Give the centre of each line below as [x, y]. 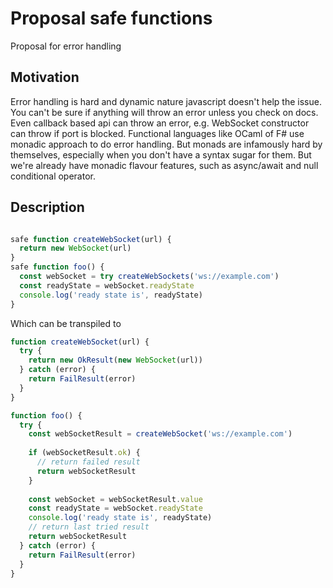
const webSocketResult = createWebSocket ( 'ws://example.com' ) [160, 434]
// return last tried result [89, 527]
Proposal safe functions [111, 18]
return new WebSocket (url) [75, 248]
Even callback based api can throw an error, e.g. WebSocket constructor [160, 123]
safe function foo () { [57, 267]
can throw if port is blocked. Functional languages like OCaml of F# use [157, 133]
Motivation [45, 77]
